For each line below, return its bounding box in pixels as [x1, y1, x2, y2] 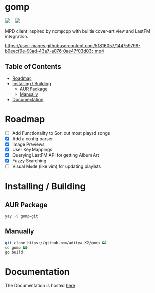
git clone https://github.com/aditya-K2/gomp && [5, 240, 107, 245]
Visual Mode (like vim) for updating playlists [12, 163, 101, 169]
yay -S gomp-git [5, 214, 38, 219]
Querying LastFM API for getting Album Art [12, 152, 99, 158]
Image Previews [12, 141, 45, 147]
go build [5, 250, 23, 255]
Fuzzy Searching [12, 158, 47, 164]
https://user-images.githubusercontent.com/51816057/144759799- [5, 42, 141, 48]
